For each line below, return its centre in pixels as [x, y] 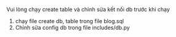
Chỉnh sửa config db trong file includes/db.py [72, 28]
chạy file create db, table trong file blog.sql [70, 21]
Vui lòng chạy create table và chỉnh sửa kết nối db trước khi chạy [88, 9]
